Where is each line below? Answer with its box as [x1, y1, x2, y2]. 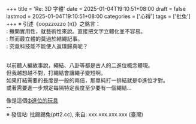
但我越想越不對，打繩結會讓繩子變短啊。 [6, 69, 106, 76]
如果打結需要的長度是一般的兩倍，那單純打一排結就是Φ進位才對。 [6, 77, 169, 84]
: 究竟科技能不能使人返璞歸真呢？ [6, 43, 88, 50]
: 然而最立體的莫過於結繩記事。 [6, 35, 83, 42]
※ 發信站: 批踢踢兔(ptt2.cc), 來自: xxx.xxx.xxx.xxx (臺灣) [6, 111, 144, 118]
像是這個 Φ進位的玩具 [6, 97, 59, 104]
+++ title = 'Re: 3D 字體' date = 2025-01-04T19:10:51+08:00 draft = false [6, 5, 186, 12]
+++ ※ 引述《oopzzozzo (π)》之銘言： [6, 20, 101, 27]
